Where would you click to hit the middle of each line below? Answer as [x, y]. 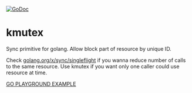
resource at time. [27, 73]
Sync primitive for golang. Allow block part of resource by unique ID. [89, 49]
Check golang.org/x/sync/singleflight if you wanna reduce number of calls [96, 60]
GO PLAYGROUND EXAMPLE [41, 84]
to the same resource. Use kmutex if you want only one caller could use [93, 66]
